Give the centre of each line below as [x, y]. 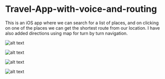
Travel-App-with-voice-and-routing [81, 9]
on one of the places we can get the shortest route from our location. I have [82, 28]
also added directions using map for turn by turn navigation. [67, 33]
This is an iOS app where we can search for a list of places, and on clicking [82, 23]
